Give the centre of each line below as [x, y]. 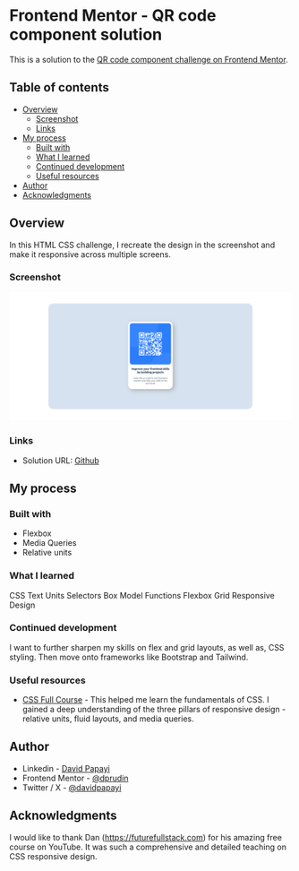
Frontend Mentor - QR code [113, 16]
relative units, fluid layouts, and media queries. [108, 719]
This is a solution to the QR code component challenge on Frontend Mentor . [149, 59]
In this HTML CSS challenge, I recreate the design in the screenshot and [142, 245]
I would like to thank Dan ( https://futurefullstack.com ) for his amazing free [145, 837]
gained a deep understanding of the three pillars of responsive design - [154, 710]
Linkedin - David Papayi [66, 768]
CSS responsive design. [53, 856]
